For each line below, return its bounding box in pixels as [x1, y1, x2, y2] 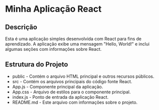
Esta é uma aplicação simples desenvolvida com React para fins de [5, 36, 142, 42]
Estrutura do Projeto [5, 60, 68, 69]
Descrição [5, 23, 37, 31]
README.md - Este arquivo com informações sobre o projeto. [12, 99, 138, 105]
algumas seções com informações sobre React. [5, 46, 102, 52]
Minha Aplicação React [5, 3, 102, 15]
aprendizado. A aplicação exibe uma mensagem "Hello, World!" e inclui [5, 41, 150, 47]
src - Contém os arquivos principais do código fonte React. [12, 78, 132, 84]
